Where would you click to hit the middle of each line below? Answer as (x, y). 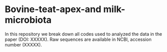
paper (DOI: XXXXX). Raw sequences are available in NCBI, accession (78, 39)
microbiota (28, 20)
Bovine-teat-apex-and (53, 9)
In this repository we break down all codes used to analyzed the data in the (83, 34)
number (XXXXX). (23, 44)
